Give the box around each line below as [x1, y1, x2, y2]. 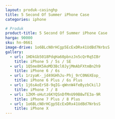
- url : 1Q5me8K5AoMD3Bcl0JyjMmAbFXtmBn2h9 [10, 64, 101, 69]
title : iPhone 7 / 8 [14, 87, 58, 92]
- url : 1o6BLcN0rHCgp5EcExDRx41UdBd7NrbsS [10, 101, 101, 106]
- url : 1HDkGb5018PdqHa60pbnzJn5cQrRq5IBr [10, 54, 101, 59]
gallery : [5, 49, 24, 55]
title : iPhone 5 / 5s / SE [14, 59, 71, 64]
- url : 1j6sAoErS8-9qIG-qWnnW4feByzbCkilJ [10, 83, 101, 88]
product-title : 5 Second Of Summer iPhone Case [5, 31, 108, 36]
